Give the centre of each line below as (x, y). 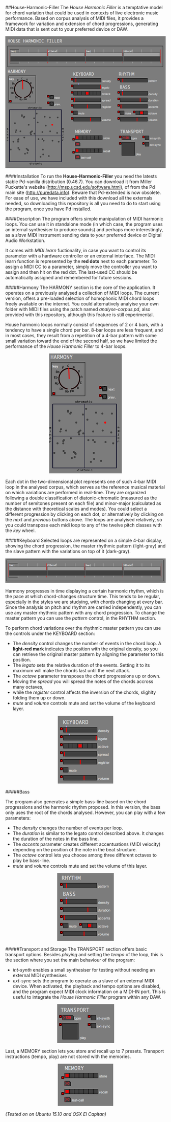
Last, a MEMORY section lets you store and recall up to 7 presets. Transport (85, 1051)
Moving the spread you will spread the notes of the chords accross (83, 681)
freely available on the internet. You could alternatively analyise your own (82, 303)
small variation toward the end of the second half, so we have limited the (81, 341)
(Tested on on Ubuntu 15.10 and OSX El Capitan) (56, 1114)
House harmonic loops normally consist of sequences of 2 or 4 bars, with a (84, 324)
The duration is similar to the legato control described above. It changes (88, 833)
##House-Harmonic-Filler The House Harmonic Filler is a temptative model (84, 7)
